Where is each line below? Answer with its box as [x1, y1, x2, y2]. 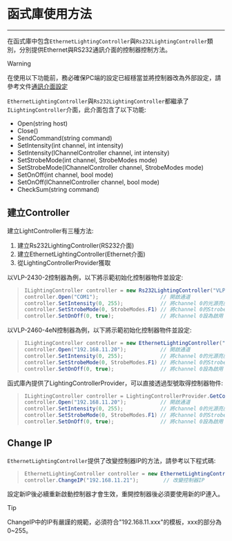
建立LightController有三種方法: [7, 226, 94, 235]
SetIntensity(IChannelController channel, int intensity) [17, 148, 170, 157]
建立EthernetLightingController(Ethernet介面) [17, 250, 146, 258]
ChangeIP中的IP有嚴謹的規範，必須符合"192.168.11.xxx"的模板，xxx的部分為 [7, 518, 222, 527]
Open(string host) [17, 119, 68, 128]
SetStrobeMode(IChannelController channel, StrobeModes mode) [17, 163, 204, 171]
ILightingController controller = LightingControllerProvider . [23, 393, 211, 400]
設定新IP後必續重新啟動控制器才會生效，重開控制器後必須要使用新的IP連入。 [7, 490, 224, 498]
